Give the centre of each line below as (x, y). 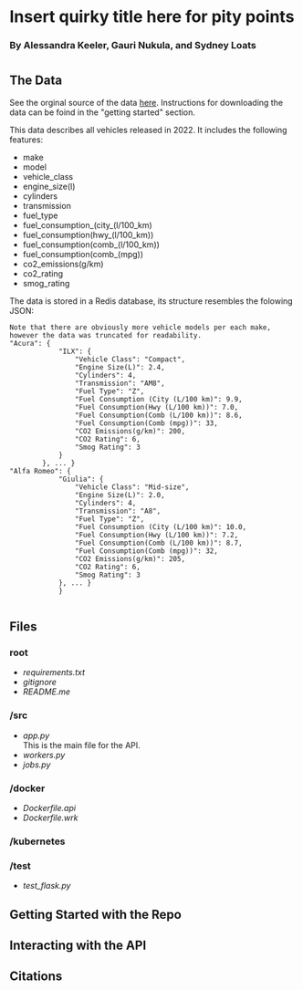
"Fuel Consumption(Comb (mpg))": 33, (146, 423)
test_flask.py (47, 886)
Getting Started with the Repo (96, 914)
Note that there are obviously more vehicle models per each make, (141, 327)
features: (26, 140)
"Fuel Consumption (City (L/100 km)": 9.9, (159, 399)
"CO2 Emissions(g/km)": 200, (130, 431)
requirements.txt (53, 672)
